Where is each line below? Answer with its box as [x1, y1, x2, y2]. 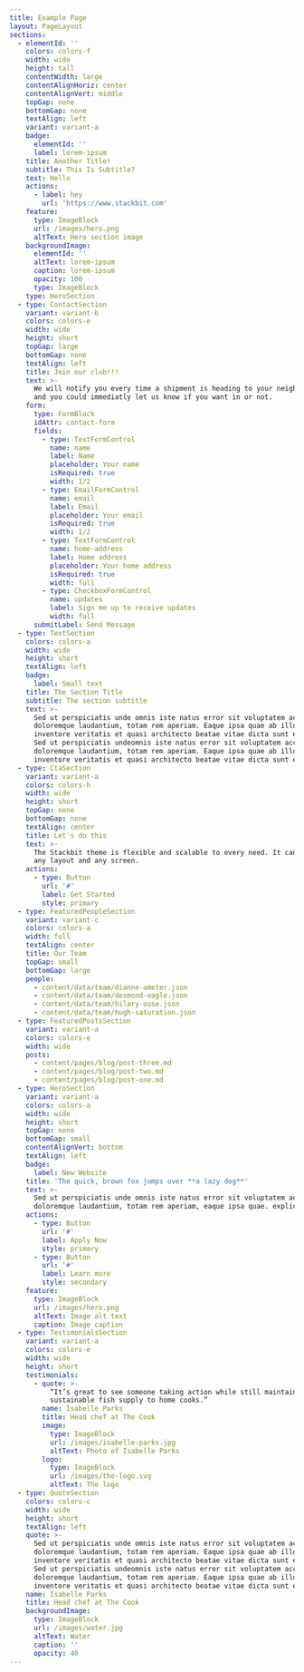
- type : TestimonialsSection [17, 1328, 128, 1337]
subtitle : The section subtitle [25, 695, 147, 705]
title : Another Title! [25, 156, 111, 166]
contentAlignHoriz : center [25, 81, 128, 90]
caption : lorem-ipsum [33, 267, 116, 276]
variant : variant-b [25, 308, 100, 317]
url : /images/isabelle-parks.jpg [49, 1438, 176, 1447]
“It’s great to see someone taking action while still [49, 1387, 261, 1396]
